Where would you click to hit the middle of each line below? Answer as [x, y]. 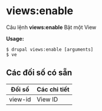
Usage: [15, 38]
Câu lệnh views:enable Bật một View [51, 27]
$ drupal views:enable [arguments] [50, 49]
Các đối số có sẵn [39, 73]
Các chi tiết [53, 89]
